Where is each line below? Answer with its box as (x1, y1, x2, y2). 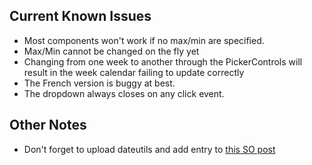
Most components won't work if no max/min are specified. (23, 34, 265, 46)
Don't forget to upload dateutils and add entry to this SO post (23, 143, 276, 155)
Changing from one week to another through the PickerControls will (23, 55, 303, 68)
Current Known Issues (9, 8, 152, 25)
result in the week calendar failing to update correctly (23, 66, 245, 78)
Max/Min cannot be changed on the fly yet (23, 45, 200, 57)
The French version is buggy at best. (23, 77, 176, 89)
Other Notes (9, 117, 87, 134)
